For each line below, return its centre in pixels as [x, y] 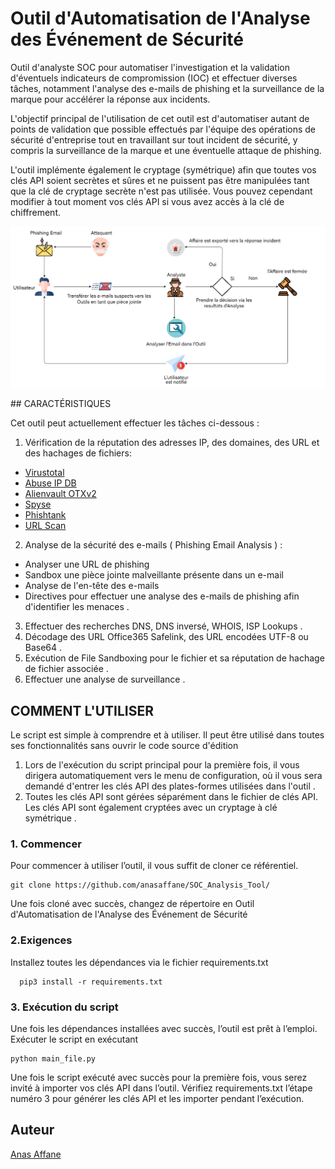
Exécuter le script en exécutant [74, 1039]
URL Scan [45, 526]
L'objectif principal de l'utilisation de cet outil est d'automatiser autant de [160, 118]
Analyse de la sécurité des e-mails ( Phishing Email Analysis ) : [153, 545]
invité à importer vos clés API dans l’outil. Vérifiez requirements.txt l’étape [161, 1088]
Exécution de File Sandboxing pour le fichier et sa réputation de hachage [174, 658]
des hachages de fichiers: [78, 453]
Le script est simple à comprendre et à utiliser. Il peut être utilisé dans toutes [167, 735]
